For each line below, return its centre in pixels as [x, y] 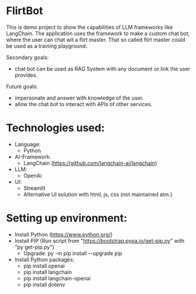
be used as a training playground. [46, 46]
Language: [28, 144]
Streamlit [34, 188]
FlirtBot [24, 11]
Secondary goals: [27, 57]
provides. [26, 75]
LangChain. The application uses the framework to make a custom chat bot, [98, 33]
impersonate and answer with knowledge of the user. [79, 98]
